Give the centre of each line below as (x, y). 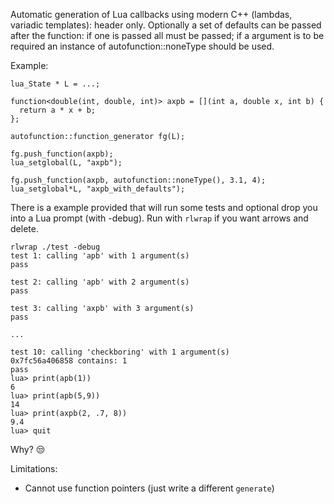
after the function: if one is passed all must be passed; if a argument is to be (167, 35)
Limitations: (34, 468)
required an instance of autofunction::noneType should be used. (142, 46)
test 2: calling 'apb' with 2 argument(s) (100, 282)
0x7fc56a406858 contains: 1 (69, 361)
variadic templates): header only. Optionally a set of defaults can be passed (166, 25)
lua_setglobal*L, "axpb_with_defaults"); (98, 189)
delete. (24, 228)
